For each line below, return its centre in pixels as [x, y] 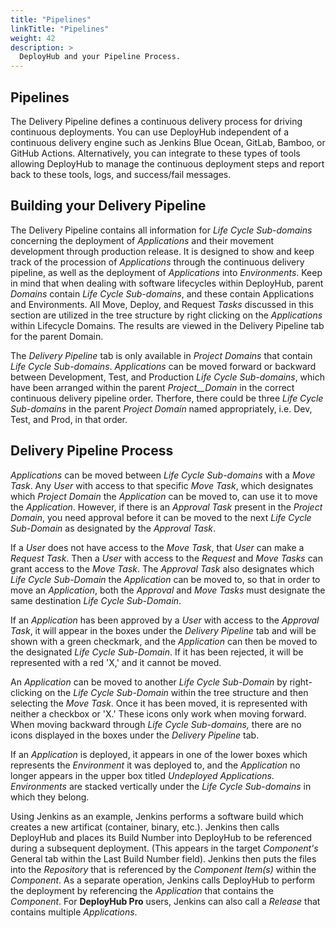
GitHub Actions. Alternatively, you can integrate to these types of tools [155, 153]
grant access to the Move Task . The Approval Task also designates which [162, 568]
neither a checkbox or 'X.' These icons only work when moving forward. [158, 713]
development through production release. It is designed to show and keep [162, 251]
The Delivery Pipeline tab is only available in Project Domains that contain [161, 355]
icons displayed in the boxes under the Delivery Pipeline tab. [135, 735]
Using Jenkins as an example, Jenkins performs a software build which [157, 816]
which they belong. [50, 797]
